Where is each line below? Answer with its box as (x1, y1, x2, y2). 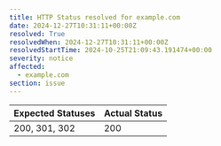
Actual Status (103, 107, 162, 119)
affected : (9, 63, 46, 72)
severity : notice (9, 54, 74, 63)
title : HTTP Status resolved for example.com (9, 12, 180, 22)
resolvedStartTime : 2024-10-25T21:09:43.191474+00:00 (9, 46, 213, 55)
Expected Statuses (13, 107, 96, 119)
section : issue (9, 79, 66, 88)
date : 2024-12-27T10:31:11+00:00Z (9, 21, 138, 30)
